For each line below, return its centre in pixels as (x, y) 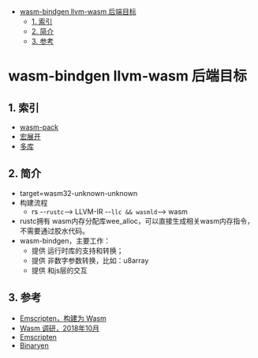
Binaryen (34, 345)
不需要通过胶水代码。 (54, 231)
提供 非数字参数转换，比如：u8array (90, 260)
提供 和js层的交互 (60, 270)
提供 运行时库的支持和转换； (77, 251)
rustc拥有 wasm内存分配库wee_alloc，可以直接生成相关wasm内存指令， (137, 220)
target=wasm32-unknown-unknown (79, 193)
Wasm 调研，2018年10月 (60, 328)
